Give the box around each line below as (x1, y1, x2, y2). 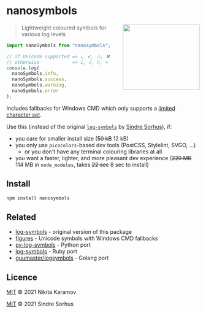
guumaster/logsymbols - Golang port (15, 254, 109, 261)
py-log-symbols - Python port (15, 241, 91, 249)
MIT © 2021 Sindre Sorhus (6, 300, 74, 307)
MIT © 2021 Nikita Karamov (6, 288, 77, 296)
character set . (6, 111, 42, 118)
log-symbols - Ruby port (15, 248, 78, 255)
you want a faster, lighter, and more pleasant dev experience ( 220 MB (15, 154, 192, 161)
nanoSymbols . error (12, 88, 59, 94)
